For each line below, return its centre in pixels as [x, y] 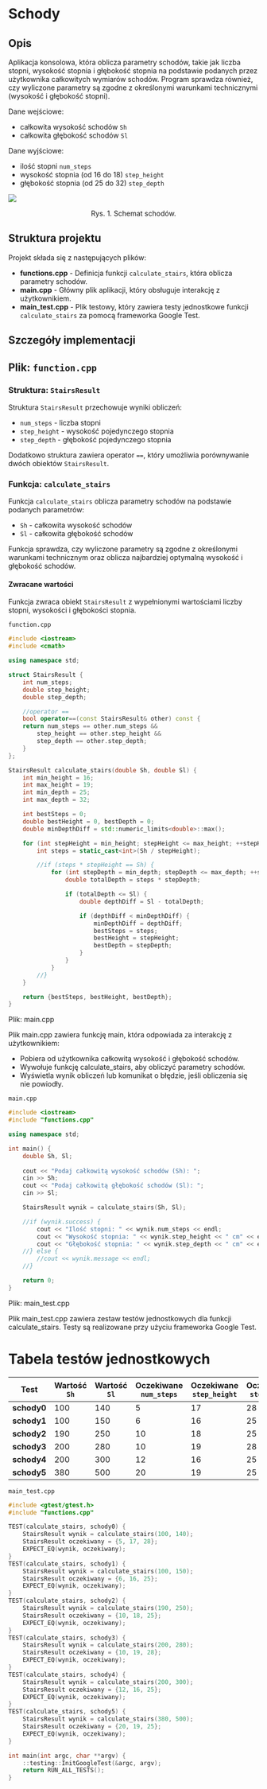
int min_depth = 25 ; [56, 792]
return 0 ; [39, 1281]
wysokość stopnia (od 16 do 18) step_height [92, 175]
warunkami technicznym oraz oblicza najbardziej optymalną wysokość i [126, 558]
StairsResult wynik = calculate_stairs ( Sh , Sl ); [104, 1208]
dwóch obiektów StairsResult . [59, 463]
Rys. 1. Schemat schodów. [133, 213]
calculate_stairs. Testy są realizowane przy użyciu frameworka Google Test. [132, 1327]
